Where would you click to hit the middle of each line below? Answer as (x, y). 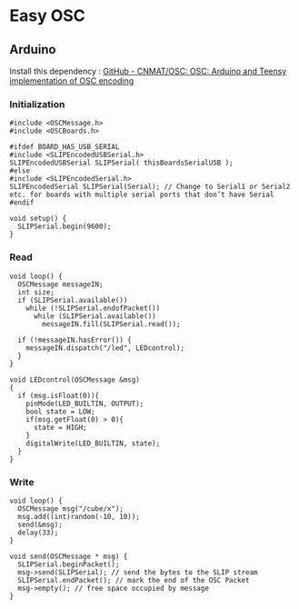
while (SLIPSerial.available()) (95, 316)
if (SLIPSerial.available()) (73, 300)
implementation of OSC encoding (72, 81)
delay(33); (38, 533)
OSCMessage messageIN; (60, 284)
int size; (36, 292)
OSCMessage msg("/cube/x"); (71, 509)
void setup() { (38, 219)
